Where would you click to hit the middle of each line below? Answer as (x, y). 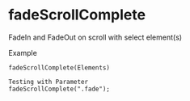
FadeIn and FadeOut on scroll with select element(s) (95, 37)
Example (23, 53)
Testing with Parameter (49, 82)
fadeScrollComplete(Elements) (59, 67)
